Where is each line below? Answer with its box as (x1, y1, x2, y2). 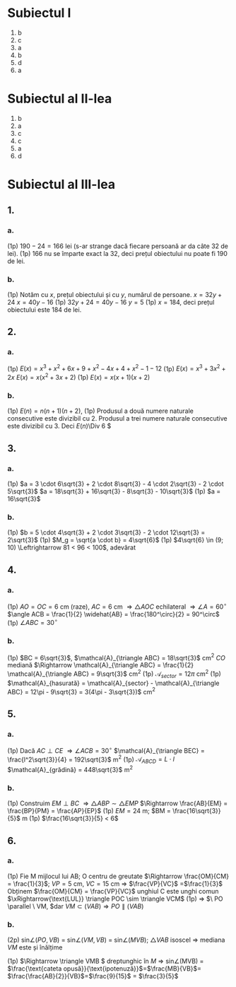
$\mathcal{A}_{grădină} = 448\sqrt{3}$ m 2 (7, 764, 133, 773)
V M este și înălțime (7, 943, 63, 952)
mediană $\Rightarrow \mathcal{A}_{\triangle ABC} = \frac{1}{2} (7, 661, 194, 670)
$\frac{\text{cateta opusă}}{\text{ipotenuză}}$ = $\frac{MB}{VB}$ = (7, 964, 202, 973)
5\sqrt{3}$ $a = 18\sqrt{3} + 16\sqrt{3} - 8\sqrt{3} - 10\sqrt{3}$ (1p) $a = (7, 487, 221, 496)
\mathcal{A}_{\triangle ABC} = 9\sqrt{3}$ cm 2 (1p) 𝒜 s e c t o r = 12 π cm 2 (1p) (7, 668, 221, 679)
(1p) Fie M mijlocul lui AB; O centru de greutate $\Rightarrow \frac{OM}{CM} (7, 872, 230, 880)
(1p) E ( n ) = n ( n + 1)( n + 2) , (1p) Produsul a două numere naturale (7, 407, 194, 415)
